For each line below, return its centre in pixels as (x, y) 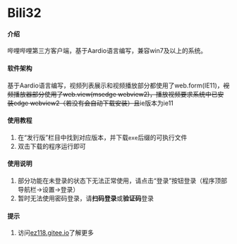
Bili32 (24, 13)
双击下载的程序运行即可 (51, 146)
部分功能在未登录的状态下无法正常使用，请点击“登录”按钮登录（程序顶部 (122, 181)
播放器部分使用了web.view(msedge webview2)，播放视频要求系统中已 (115, 94)
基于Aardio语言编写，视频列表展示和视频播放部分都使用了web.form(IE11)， (115, 85)
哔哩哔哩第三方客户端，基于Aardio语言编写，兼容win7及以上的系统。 (107, 51)
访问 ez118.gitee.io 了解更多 (55, 233)
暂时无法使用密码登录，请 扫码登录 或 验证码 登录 (85, 198)
